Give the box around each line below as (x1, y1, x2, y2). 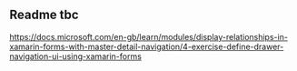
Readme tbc (9, 7, 79, 23)
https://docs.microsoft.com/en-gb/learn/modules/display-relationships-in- (9, 31, 289, 42)
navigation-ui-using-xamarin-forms (9, 50, 143, 62)
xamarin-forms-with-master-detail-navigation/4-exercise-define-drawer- (9, 41, 284, 52)
